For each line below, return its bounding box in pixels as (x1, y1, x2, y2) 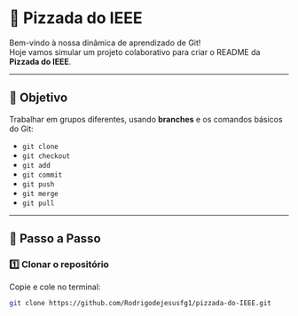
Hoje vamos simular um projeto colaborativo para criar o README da (9, 46, 261, 57)
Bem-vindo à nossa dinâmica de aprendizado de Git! (9, 37, 201, 48)
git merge (21, 189, 59, 198)
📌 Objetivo (9, 91, 68, 106)
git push (21, 179, 55, 189)
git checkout (21, 151, 71, 161)
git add (21, 161, 51, 170)
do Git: (9, 123, 34, 134)
